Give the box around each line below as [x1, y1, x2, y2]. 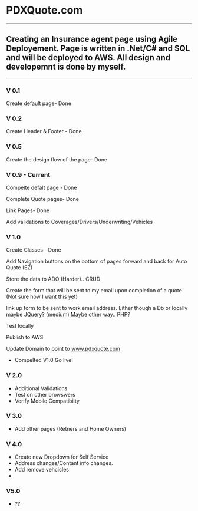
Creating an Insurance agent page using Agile [6, 34, 178, 44]
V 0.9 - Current [6, 170, 51, 179]
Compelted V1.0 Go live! [14, 357, 74, 364]
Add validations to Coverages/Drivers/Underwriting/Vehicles [6, 218, 153, 225]
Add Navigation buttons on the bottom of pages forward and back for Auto [6, 258, 187, 265]
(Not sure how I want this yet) [6, 293, 78, 301]
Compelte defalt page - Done [6, 184, 77, 191]
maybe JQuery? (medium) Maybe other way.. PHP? [6, 311, 131, 318]
